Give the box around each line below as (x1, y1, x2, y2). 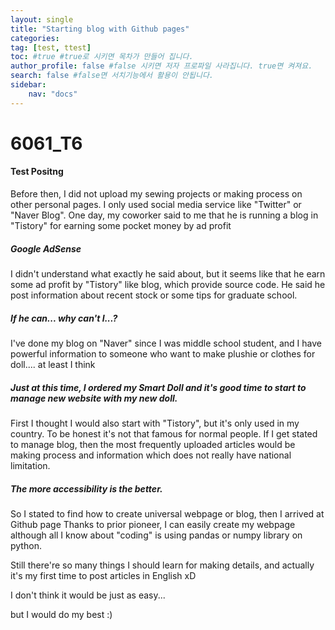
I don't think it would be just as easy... (10, 589, 166, 601)
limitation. (10, 459, 51, 471)
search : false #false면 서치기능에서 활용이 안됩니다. (10, 71, 214, 81)
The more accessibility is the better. (10, 482, 163, 495)
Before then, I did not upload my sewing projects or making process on (10, 188, 303, 200)
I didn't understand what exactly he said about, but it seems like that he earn (10, 267, 326, 280)
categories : (10, 33, 60, 43)
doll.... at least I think (10, 358, 96, 370)
